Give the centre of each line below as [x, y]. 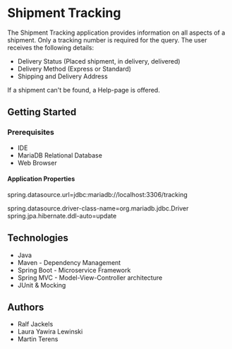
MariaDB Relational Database [60, 155]
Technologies [38, 238]
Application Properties [41, 179]
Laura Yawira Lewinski [50, 332]
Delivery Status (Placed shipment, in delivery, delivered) [99, 61]
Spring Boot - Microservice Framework [74, 270]
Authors [26, 308]
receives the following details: [50, 47]
